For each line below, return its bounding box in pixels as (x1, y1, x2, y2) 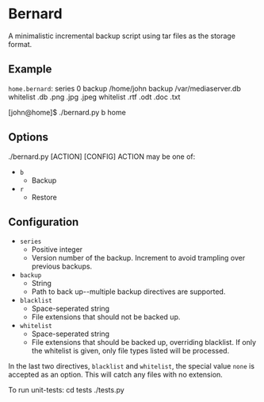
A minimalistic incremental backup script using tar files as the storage (8, 31, 236, 41)
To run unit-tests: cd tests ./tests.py (8, 385, 124, 395)
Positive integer (31, 245, 83, 254)
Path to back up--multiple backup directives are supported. (31, 287, 226, 296)
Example (8, 63, 52, 76)
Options (8, 130, 49, 144)
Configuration (8, 215, 79, 229)
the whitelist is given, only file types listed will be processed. (31, 346, 230, 356)
